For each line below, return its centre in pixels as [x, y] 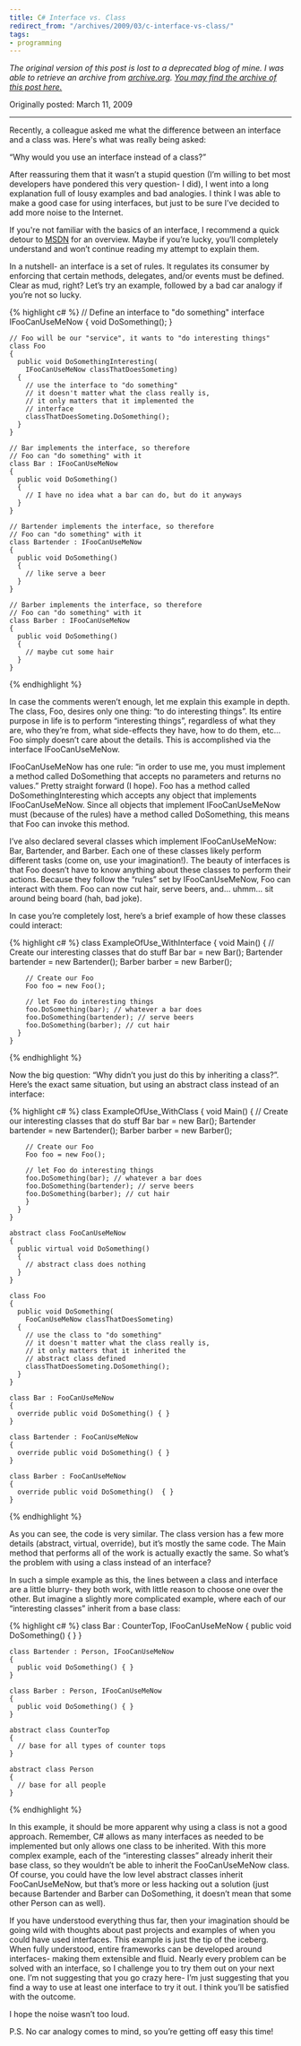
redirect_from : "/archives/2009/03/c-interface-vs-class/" [122, 26]
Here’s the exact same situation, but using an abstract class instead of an [144, 1085]
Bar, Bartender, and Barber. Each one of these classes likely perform [135, 851]
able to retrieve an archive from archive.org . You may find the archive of [143, 78]
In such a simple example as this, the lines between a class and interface [144, 1580]
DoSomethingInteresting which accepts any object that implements [133, 795]
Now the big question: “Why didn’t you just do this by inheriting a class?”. [144, 1075]
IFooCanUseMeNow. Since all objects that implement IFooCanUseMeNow [145, 805]
